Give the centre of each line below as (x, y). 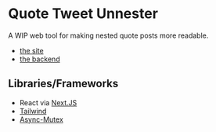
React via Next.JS (48, 102)
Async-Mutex (41, 119)
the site (32, 50)
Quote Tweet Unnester (83, 14)
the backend (40, 59)
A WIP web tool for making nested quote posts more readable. (108, 35)
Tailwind (33, 111)
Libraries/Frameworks (63, 84)
